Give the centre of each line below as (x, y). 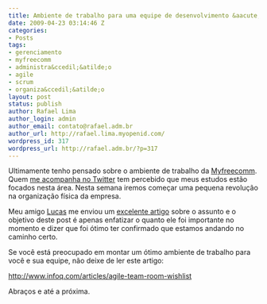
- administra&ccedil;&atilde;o (60, 67)
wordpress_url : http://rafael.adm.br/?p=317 (83, 148)
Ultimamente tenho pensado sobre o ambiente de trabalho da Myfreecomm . (133, 171)
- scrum (21, 82)
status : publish (35, 104)
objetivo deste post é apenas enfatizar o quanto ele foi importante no (121, 220)
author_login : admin (43, 119)
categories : (28, 30)
